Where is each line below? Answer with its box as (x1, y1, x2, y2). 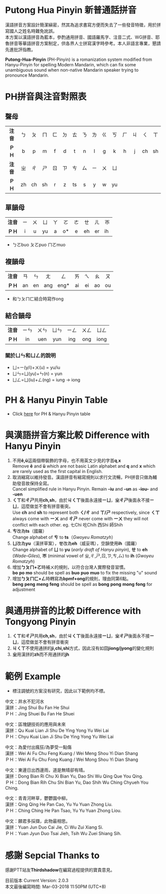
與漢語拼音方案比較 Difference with (5, 429, 150, 441)
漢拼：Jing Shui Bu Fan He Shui (5, 705, 70, 710)
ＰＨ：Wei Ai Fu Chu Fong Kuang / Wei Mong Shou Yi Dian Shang (5, 756, 138, 762)
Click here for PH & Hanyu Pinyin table (12, 411, 90, 417)
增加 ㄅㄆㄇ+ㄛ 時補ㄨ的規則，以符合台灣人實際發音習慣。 (12, 564, 128, 570)
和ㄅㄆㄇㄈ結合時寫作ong (12, 295, 64, 302)
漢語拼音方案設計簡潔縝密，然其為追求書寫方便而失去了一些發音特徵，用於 (5, 22, 157, 28)
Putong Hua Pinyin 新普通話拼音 (5, 4, 137, 16)
